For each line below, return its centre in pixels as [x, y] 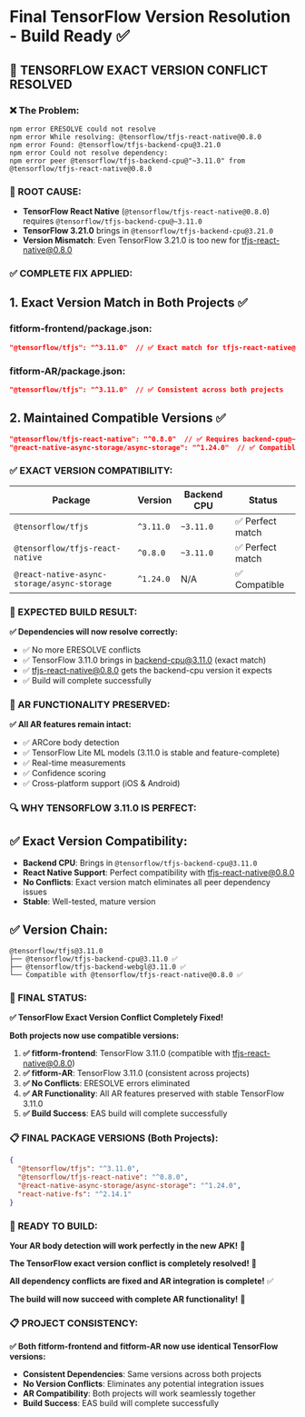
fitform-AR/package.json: [68, 371]
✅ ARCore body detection [71, 743]
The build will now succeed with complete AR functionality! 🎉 [128, 1299]
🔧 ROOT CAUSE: [45, 191]
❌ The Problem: [44, 110]
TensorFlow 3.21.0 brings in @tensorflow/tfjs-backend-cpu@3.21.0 [148, 231]
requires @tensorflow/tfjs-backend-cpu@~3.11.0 [112, 221]
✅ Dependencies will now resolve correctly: [94, 631]
